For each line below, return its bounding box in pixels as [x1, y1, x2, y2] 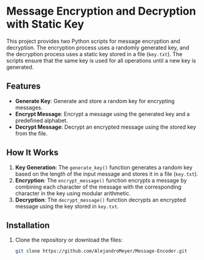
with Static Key [6, 17, 84, 31]
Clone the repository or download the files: [15, 236, 123, 244]
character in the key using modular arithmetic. [15, 189, 131, 197]
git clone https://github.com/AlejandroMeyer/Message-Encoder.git [15, 248, 188, 255]
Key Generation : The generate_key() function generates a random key [15, 164, 193, 171]
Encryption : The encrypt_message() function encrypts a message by [15, 176, 187, 184]
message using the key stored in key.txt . [15, 203, 119, 210]
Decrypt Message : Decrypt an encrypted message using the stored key [15, 123, 197, 131]
